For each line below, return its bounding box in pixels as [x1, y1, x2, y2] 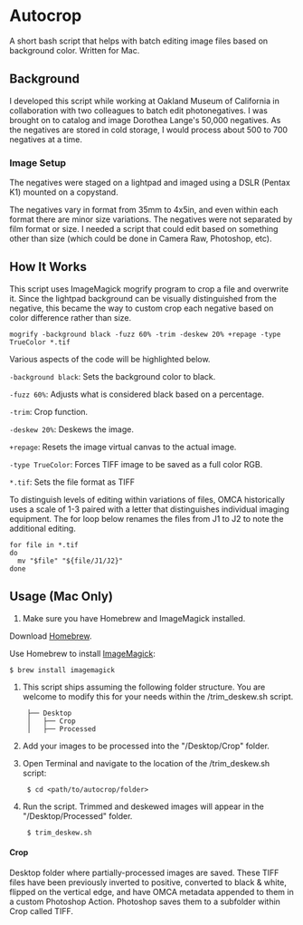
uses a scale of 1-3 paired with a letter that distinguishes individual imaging [9, 504, 289, 515]
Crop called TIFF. [9, 905, 74, 916]
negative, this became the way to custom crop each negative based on [9, 303, 274, 313]
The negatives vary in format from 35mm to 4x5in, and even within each [9, 205, 279, 216]
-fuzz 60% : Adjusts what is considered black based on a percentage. [9, 389, 265, 400]
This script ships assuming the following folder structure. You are [22, 681, 266, 692]
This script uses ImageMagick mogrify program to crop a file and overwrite [9, 283, 289, 294]
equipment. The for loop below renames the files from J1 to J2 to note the [9, 513, 284, 524]
